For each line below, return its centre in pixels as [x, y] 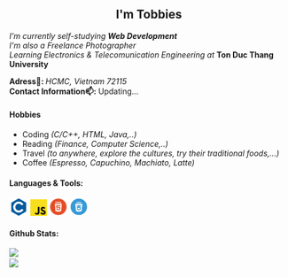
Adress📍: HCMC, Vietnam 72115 [68, 81]
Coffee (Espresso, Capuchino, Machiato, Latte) [108, 163]
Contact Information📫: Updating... [74, 91]
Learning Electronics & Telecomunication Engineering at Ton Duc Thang [142, 54]
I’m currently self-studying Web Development [93, 35]
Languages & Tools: [47, 183]
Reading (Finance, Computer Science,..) [95, 144]
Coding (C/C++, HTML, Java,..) [79, 135]
